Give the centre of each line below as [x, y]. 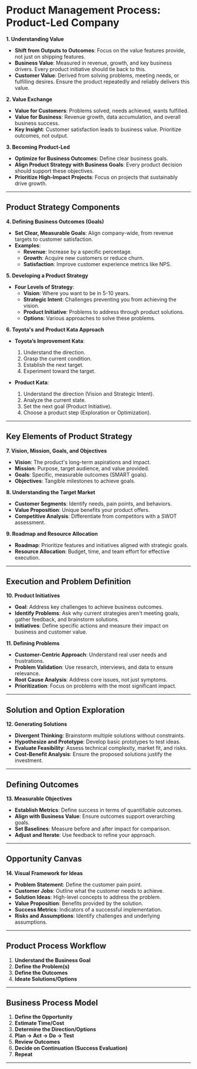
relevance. [27, 673]
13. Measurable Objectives [39, 799]
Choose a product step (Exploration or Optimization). [87, 413]
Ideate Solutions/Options [46, 978]
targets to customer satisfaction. [54, 239]
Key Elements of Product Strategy [69, 436]
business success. [37, 123]
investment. [29, 760]
